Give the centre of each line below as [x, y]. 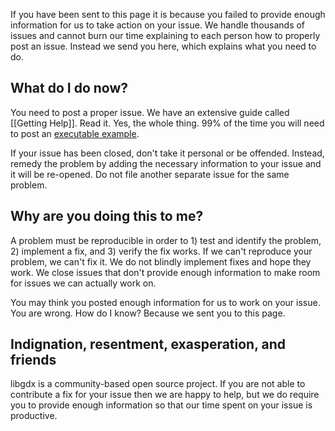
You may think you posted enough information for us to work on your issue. [165, 302]
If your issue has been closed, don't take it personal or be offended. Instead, [167, 153]
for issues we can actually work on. [83, 283]
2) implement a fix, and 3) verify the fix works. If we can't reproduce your [161, 251]
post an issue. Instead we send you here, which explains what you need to [163, 46]
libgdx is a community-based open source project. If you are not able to [158, 384]
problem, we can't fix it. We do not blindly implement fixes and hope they [161, 261]
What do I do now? [69, 88]
